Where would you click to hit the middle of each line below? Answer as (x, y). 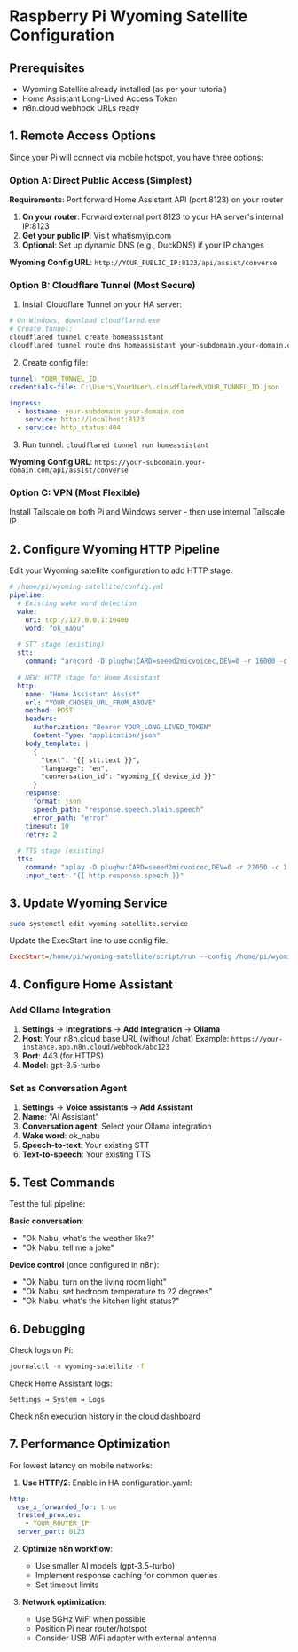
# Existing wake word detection (77, 604)
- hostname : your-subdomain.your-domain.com (101, 411)
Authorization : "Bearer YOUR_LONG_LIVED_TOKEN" (122, 728)
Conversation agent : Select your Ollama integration (117, 1126)
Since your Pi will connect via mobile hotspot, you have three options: (136, 157)
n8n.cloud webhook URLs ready (81, 108)
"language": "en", (75, 768)
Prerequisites (47, 68)
